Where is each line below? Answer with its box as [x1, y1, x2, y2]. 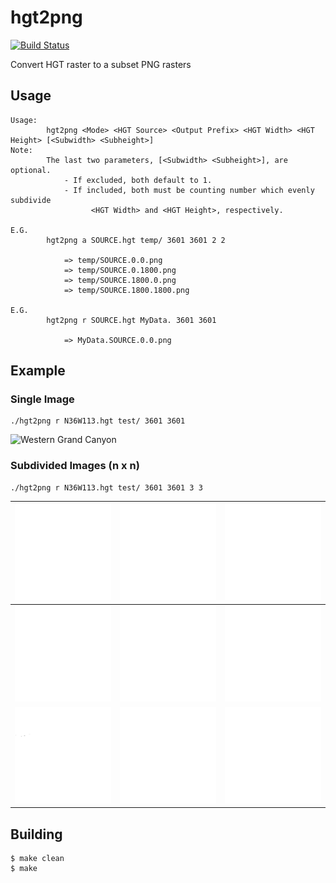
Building [10, 826, 63, 843]
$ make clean [10, 854, 65, 864]
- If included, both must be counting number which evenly [63, 185, 315, 195]
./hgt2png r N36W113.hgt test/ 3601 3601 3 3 [10, 482, 203, 493]
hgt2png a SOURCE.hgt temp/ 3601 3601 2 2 [46, 235, 226, 245]
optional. [10, 165, 52, 175]
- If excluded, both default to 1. [63, 175, 213, 185]
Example [10, 362, 66, 380]
